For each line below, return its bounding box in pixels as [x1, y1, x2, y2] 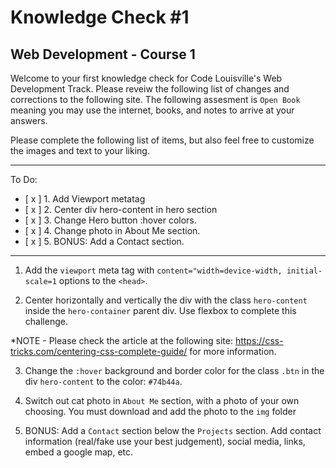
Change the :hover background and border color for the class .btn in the [24, 365, 325, 376]
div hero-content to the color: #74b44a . [24, 376, 183, 387]
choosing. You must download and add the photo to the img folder [24, 406, 297, 417]
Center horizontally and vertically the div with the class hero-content [24, 294, 308, 306]
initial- [286, 266, 323, 276]
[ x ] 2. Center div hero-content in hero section [24, 204, 218, 215]
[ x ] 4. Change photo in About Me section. [24, 225, 201, 236]
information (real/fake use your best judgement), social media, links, [24, 436, 306, 447]
